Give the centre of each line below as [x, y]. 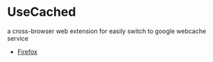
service [18, 38]
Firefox [27, 52]
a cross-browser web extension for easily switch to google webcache [107, 31]
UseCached [42, 12]
